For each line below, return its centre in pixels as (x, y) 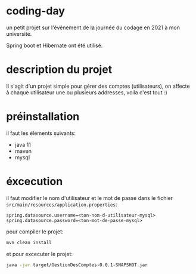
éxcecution (35, 181)
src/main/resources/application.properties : (62, 204)
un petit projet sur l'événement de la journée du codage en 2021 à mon (93, 27)
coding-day (36, 11)
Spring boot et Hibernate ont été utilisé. (55, 45)
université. (19, 33)
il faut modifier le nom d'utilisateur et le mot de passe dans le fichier (90, 198)
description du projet (59, 70)
